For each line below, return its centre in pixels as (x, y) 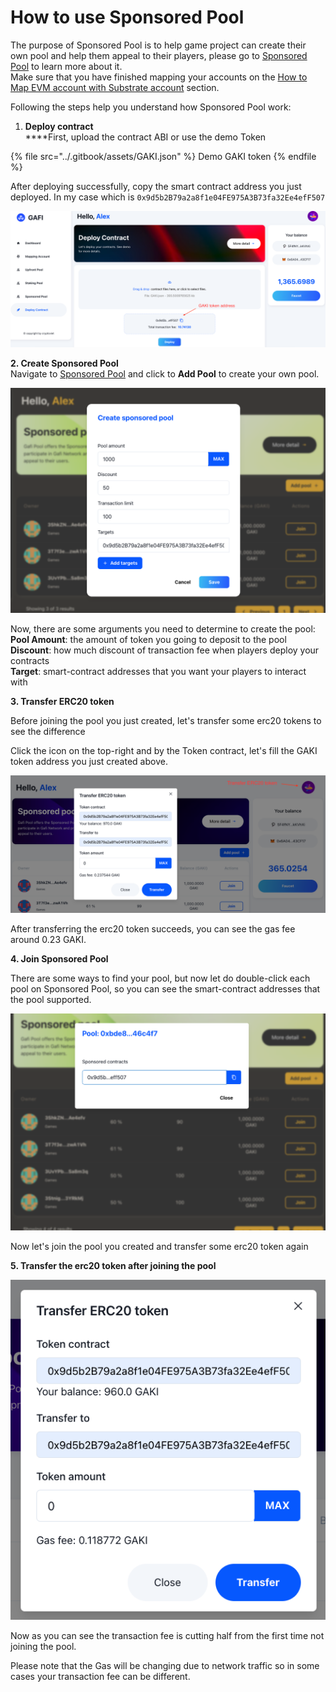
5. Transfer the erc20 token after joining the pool (113, 1266)
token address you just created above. (89, 761)
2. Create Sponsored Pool (64, 363)
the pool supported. (51, 1000)
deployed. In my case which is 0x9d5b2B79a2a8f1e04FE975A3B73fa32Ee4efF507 (168, 197)
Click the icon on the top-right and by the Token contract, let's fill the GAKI (164, 750)
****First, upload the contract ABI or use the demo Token (145, 137)
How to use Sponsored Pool (127, 17)
